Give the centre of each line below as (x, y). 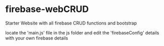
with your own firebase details (37, 38)
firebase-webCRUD (47, 9)
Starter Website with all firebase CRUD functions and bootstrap (71, 23)
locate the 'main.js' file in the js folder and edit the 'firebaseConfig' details (82, 32)
